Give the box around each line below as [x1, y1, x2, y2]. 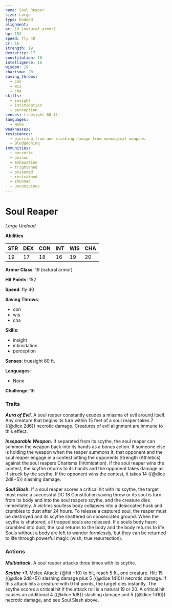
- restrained [10, 174, 38, 179]
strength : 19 [5, 46, 33, 51]
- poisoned [10, 170, 33, 175]
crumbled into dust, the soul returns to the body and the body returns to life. [5, 525, 166, 531]
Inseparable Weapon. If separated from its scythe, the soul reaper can [5, 438, 155, 445]
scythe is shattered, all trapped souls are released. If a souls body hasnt [5, 519, 157, 525]
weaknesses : [5, 127, 31, 132]
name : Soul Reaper [5, 7, 45, 13]
